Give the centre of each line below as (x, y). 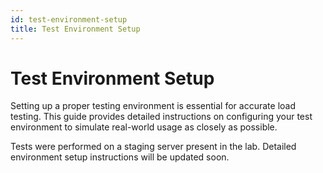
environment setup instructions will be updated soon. (120, 157)
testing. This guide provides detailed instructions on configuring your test (161, 117)
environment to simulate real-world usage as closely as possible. (144, 127)
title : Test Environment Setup (75, 29)
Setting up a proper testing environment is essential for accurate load (153, 106)
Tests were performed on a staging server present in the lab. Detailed (153, 147)
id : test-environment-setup (69, 19)
